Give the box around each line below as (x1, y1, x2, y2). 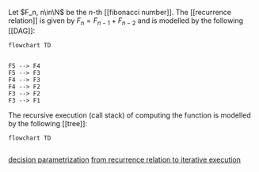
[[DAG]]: (8, 26, 36, 36)
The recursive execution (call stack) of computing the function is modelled (8, 110, 251, 120)
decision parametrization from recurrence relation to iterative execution (8, 155, 242, 164)
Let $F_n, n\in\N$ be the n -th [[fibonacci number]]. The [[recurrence (8, 8, 232, 17)
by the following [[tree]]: (8, 118, 88, 128)
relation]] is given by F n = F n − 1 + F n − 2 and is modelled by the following (8, 16, 244, 27)
